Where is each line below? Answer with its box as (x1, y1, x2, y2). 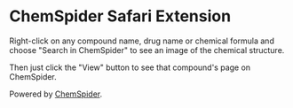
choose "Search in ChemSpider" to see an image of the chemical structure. (9, 44, 285, 55)
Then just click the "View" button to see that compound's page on (9, 62, 251, 73)
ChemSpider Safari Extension (9, 6, 232, 27)
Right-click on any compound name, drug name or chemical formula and (9, 35, 275, 46)
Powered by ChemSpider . (9, 89, 103, 99)
